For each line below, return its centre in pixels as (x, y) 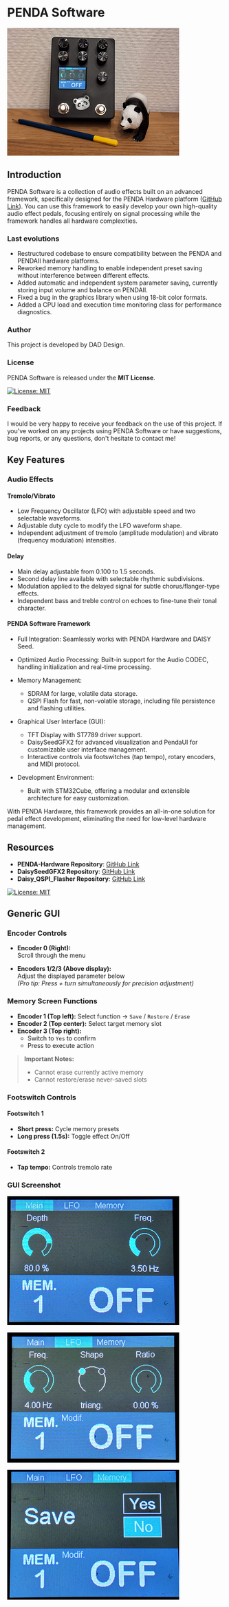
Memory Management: (50, 680)
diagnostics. (34, 312)
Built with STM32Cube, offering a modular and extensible (109, 790)
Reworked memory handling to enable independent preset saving (110, 268)
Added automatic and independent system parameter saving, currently (117, 283)
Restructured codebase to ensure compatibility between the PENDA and (119, 254)
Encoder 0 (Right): (44, 948)
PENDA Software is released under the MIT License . (81, 378)
